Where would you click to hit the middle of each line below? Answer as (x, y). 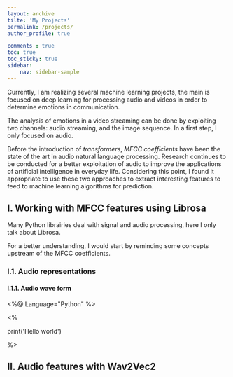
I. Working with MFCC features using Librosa (107, 208)
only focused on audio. (40, 135)
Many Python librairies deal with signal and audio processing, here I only (112, 225)
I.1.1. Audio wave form (40, 288)
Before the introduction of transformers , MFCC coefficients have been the (114, 149)
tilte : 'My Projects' (39, 20)
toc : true (22, 53)
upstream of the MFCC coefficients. (59, 254)
